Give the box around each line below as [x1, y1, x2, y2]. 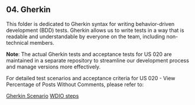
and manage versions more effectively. [6, 63, 101, 70]
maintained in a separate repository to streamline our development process [6, 57, 189, 64]
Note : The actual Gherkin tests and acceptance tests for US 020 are [6, 50, 173, 58]
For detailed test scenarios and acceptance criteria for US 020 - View [6, 74, 175, 81]
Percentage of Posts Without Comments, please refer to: [6, 81, 144, 88]
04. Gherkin [6, 5, 51, 15]
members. [29, 39, 54, 46]
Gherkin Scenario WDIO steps [6, 92, 79, 99]
